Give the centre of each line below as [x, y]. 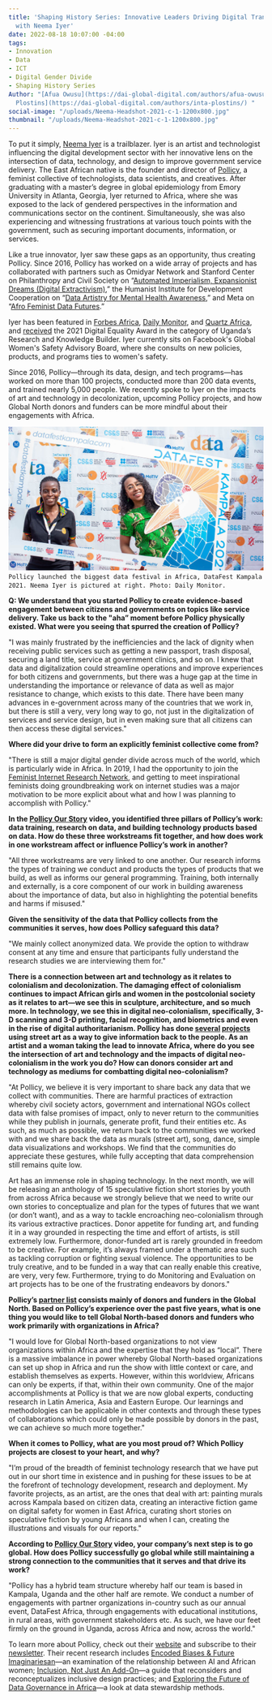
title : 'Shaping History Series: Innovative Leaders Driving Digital [128, 17]
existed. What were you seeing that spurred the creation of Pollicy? [124, 627]
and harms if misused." [47, 904]
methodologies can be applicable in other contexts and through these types [135, 1411]
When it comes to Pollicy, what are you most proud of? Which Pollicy [126, 1443]
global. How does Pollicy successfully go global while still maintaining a [132, 1553]
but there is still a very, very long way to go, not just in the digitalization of [132, 711]
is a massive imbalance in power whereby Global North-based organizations [136, 1359]
